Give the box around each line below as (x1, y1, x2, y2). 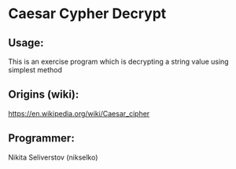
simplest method (8, 65, 63, 75)
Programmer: (8, 131, 75, 145)
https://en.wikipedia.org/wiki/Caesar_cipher (8, 108, 150, 118)
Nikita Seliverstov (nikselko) (8, 152, 98, 162)
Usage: (8, 36, 45, 50)
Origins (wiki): (8, 88, 79, 101)
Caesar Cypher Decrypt (8, 5, 167, 23)
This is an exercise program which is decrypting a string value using (8, 57, 230, 66)
